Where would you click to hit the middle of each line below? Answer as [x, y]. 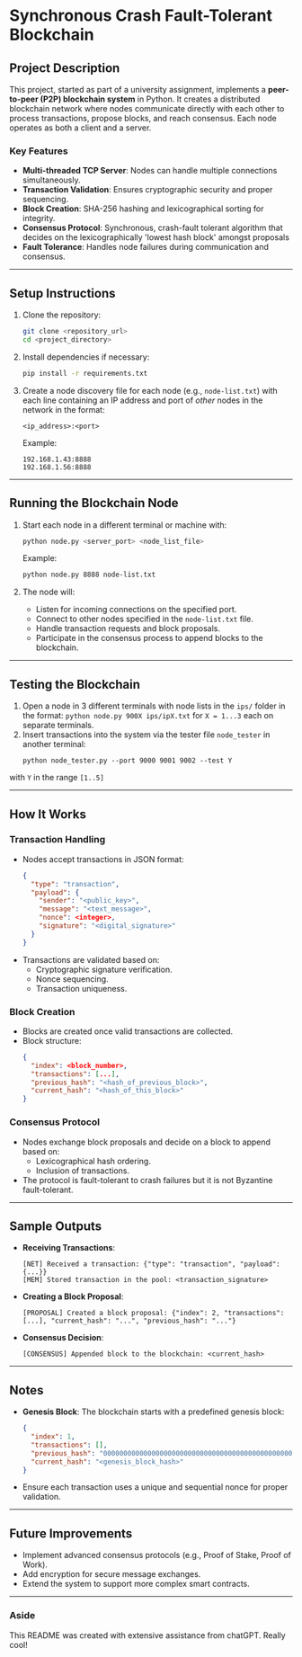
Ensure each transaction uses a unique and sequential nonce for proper [155, 1487]
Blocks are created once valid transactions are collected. [128, 1031]
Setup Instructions [62, 293]
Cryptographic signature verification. [104, 969]
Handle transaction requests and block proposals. [128, 628]
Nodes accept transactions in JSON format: [103, 859]
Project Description [65, 68]
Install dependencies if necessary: [86, 357]
